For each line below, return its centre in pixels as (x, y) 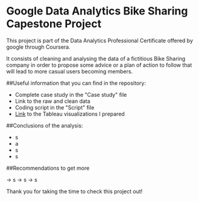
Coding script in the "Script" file (55, 107)
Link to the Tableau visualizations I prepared (70, 114)
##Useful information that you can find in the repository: (76, 83)
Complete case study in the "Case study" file (71, 94)
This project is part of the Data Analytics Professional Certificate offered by (100, 40)
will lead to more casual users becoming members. (70, 71)
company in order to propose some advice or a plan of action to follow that (99, 65)
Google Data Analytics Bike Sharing (97, 11)
